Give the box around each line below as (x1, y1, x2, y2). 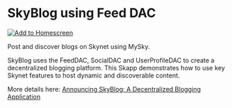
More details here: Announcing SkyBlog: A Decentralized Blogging (7, 85, 201, 93)
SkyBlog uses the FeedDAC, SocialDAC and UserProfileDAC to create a (7, 55, 215, 65)
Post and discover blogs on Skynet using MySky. (7, 42, 150, 50)
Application (7, 92, 41, 101)
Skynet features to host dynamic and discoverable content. (7, 71, 180, 80)
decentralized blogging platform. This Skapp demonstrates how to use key (7, 63, 226, 72)
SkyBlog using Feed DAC (7, 5, 156, 21)
